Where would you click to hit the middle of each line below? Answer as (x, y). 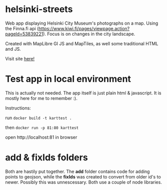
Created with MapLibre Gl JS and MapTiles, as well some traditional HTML (82, 43)
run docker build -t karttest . (38, 118)
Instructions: (18, 108)
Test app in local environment (68, 79)
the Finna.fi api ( (22, 28)
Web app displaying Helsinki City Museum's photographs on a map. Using (82, 23)
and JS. (13, 49)
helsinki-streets (39, 9)
